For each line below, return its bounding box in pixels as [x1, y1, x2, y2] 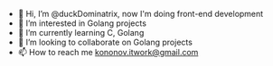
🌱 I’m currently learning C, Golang [17, 28, 145, 37]
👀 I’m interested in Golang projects [17, 18, 147, 29]
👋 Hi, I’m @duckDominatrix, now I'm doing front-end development [17, 9, 264, 19]
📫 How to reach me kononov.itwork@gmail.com [17, 47, 199, 57]
